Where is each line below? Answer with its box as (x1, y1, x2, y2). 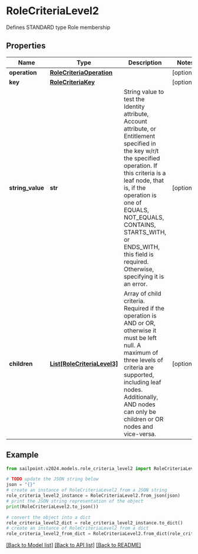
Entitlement (123, 132, 156, 140)
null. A (123, 341, 141, 349)
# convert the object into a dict (6, 514, 91, 520)
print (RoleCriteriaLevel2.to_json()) (6, 504, 99, 510)
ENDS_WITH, (123, 242, 160, 251)
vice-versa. (123, 430, 156, 438)
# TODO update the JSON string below (6, 476, 99, 482)
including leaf (123, 378, 161, 386)
